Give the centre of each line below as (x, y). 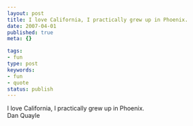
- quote (18, 82)
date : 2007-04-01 (32, 26)
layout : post (26, 13)
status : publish (30, 89)
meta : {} (20, 39)
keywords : (21, 70)
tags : (15, 51)
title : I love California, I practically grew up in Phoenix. (98, 20)
